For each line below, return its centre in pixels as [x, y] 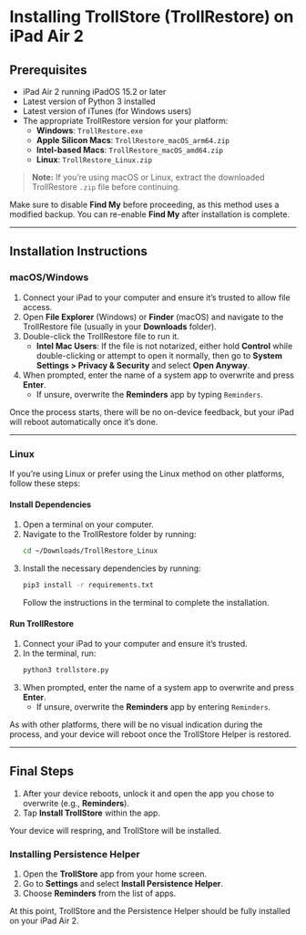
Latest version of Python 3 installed [89, 101]
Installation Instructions [79, 251]
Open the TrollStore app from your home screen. [115, 874]
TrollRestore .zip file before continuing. [106, 187]
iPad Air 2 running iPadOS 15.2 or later [94, 92]
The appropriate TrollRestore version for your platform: [125, 121]
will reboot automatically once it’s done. [84, 421]
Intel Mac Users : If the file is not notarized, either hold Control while [164, 346]
